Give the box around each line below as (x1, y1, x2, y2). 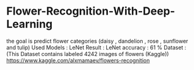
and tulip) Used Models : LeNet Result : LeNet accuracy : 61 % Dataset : (6, 44, 187, 51)
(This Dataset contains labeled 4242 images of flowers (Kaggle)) (6, 50, 169, 57)
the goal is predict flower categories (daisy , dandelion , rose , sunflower (6, 37, 189, 44)
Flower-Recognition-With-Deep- (6, 4, 176, 18)
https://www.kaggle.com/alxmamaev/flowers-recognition (6, 57, 150, 64)
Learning (6, 17, 53, 31)
